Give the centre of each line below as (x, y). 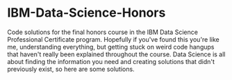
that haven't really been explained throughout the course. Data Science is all (116, 54)
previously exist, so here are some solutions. (71, 69)
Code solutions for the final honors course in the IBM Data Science (102, 32)
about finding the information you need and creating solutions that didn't (111, 61)
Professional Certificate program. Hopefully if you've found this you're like (114, 39)
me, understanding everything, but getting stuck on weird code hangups (111, 47)
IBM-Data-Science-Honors (86, 13)
